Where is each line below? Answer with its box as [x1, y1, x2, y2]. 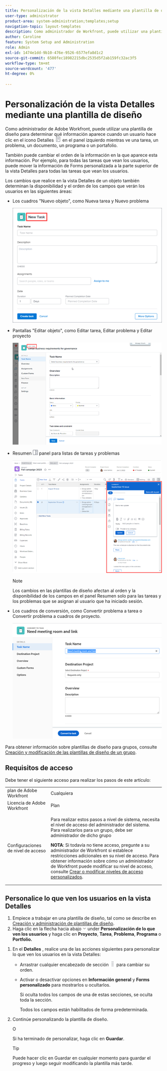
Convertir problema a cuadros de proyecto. [12, 613, 101, 619]
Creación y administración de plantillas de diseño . [12, 921, 115, 927]
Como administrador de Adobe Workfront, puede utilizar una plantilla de [5, 125, 153, 132]
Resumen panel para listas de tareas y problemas [12, 450, 120, 456]
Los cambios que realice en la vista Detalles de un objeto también [5, 177, 140, 183]
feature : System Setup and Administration [5, 40, 94, 45]
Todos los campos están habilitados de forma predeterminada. [19, 1007, 149, 1013]
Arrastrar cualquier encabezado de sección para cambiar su [19, 962, 150, 968]
